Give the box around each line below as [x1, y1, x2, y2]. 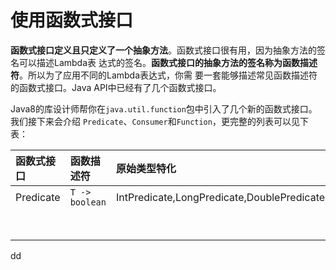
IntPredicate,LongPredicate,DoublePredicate [115, 190, 326, 204]
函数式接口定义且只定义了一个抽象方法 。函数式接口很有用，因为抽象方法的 [10, 44, 317, 56]
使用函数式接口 [10, 9, 134, 32]
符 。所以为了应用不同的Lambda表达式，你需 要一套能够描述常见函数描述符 [10, 69, 318, 81]
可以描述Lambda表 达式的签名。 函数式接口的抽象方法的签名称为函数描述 [18, 56, 318, 68]
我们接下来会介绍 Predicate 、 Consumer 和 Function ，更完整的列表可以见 [10, 115, 300, 127]
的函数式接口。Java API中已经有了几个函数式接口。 [10, 81, 222, 93]
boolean [69, 196, 107, 208]
